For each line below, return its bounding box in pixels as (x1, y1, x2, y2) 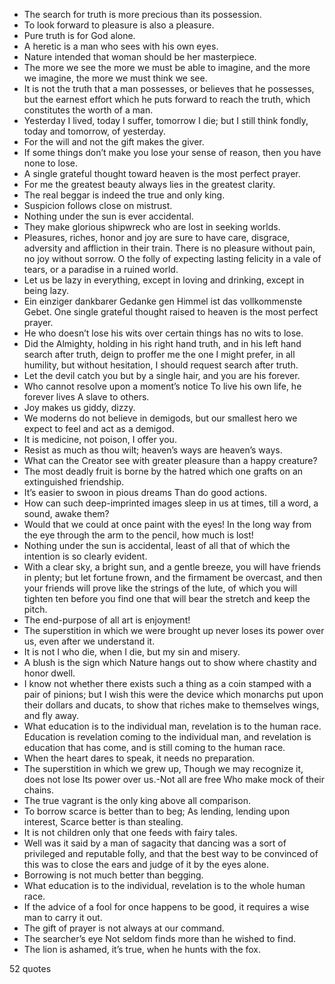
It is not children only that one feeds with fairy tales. (23, 827, 238, 838)
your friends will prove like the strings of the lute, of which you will (23, 582, 298, 594)
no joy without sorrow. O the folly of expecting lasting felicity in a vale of (23, 253, 322, 264)
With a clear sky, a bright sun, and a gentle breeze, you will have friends (23, 561, 321, 573)
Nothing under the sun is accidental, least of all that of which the (23, 540, 291, 551)
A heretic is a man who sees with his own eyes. (23, 40, 219, 52)
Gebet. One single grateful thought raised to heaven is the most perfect (23, 306, 319, 318)
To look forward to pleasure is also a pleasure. (23, 19, 215, 31)
